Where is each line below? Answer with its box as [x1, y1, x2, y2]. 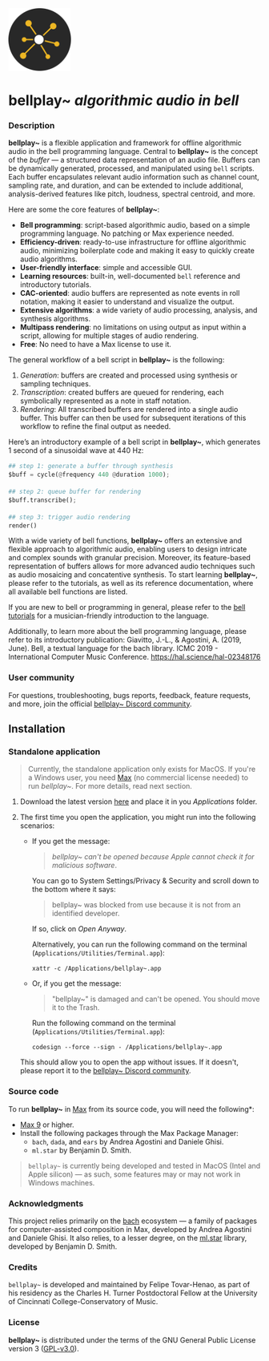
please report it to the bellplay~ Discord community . [19, 1066, 191, 1076]
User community [8, 672, 74, 684]
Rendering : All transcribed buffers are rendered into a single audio [19, 405, 239, 414]
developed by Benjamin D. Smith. [8, 1242, 118, 1251]
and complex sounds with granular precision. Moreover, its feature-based [8, 553, 251, 563]
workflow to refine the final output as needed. [19, 422, 171, 431]
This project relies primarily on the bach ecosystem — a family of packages [8, 1216, 258, 1226]
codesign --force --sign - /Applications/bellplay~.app [31, 1044, 223, 1052]
